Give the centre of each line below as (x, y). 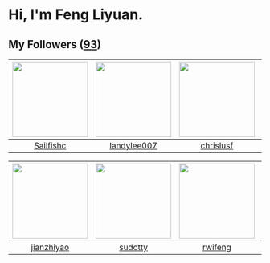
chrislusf (217, 146)
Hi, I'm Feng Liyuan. (76, 15)
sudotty (134, 247)
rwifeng (217, 247)
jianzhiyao (50, 247)
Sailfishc (50, 146)
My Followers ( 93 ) (55, 45)
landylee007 (134, 146)
